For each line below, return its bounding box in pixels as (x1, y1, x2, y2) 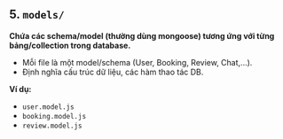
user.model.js (21, 102, 75, 112)
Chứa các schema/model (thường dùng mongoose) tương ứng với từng (9, 30, 275, 41)
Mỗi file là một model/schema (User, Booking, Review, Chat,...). (21, 57, 253, 67)
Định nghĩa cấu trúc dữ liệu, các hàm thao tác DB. (21, 66, 204, 77)
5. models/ (9, 7, 65, 22)
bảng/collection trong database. (9, 40, 131, 50)
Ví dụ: (9, 83, 32, 94)
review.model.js (21, 121, 83, 130)
